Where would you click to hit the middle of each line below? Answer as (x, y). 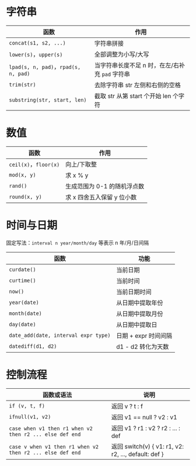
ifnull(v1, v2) (30, 417)
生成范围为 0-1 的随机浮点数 (105, 186)
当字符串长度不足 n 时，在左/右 (137, 65)
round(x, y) (26, 197)
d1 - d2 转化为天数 (143, 347)
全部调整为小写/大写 (122, 54)
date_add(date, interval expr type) (60, 335)
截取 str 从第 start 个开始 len (133, 96)
